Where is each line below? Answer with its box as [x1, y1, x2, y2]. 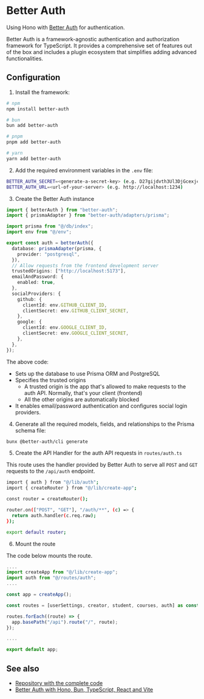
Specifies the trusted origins [15, 376, 86, 383]
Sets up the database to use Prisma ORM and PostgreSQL [15, 370, 160, 377]
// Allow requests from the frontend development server [12, 262, 159, 269]
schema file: [15, 427, 46, 434]
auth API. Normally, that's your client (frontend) [24, 389, 143, 396]
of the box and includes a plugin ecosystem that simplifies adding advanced [6, 48, 197, 55]
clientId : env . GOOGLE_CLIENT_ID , [22, 325, 107, 331]
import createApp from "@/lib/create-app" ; [6, 569, 118, 575]
